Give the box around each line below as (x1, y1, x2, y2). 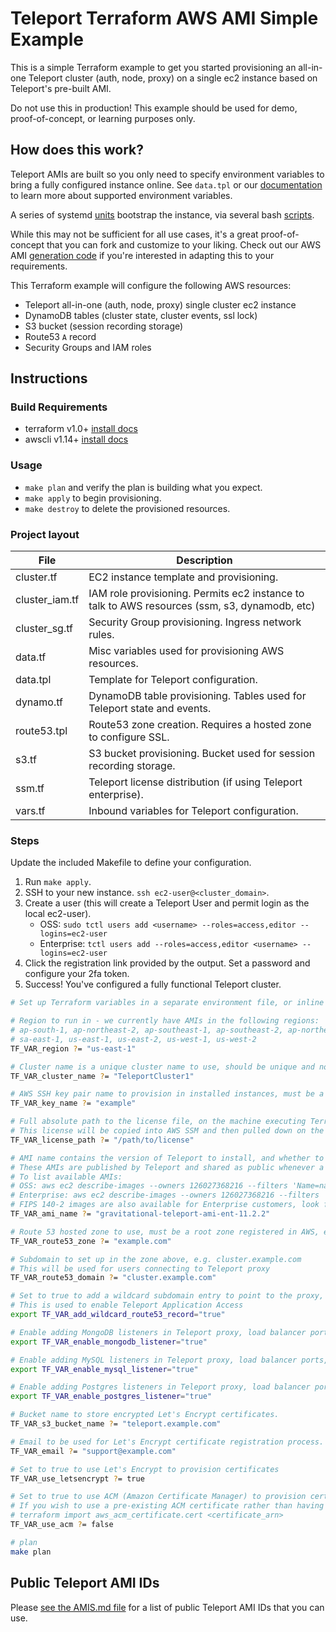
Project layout (10, 527, 80, 541)
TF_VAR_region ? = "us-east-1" (10, 1043, 137, 1054)
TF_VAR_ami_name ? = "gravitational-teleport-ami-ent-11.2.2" (10, 1209, 271, 1219)
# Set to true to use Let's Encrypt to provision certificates (10, 1464, 280, 1474)
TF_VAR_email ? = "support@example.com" (10, 1446, 177, 1456)
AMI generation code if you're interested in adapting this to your (10, 249, 275, 261)
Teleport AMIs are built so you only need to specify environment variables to (10, 168, 325, 180)
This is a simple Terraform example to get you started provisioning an (10, 61, 297, 73)
